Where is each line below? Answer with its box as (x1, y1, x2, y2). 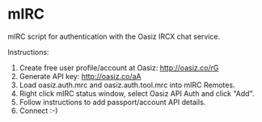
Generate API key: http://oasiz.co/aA (19, 71, 142, 81)
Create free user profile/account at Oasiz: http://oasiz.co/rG (19, 62, 219, 73)
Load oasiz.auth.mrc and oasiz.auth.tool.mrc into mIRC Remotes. (19, 80, 235, 90)
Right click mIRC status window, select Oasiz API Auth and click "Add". (19, 88, 255, 98)
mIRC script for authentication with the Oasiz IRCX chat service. (7, 32, 220, 41)
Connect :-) (19, 106, 58, 116)
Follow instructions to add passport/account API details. (19, 97, 206, 107)
